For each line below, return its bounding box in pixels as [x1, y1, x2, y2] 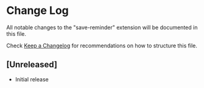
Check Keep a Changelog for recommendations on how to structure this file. [6, 42, 198, 49]
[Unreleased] [6, 59, 58, 70]
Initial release [15, 75, 49, 83]
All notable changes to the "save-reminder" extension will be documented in [6, 24, 198, 31]
